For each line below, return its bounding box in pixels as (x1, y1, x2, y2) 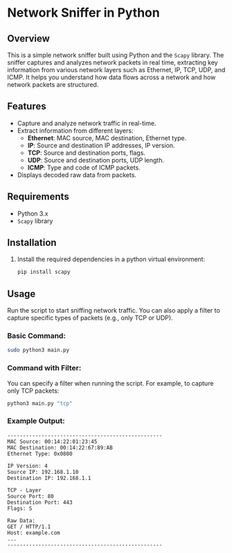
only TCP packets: (7, 386, 60, 395)
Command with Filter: (7, 363, 82, 373)
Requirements (7, 191, 69, 203)
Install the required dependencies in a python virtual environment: (17, 255, 206, 263)
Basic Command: (7, 331, 66, 341)
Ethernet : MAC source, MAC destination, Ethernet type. (27, 133, 187, 142)
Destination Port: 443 (7, 499, 73, 506)
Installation (7, 237, 57, 249)
